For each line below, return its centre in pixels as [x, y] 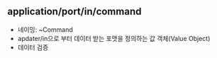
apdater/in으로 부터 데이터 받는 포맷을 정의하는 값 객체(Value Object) [114, 38]
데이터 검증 [33, 47]
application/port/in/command [74, 12]
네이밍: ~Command [45, 29]
